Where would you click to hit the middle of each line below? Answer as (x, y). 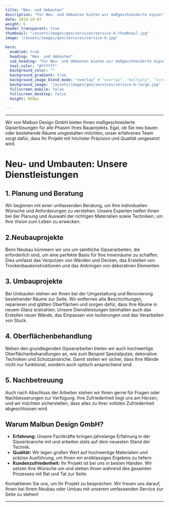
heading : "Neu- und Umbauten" (41, 56)
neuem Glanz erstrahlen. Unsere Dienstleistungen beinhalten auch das (78, 309)
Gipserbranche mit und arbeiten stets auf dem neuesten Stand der (81, 442)
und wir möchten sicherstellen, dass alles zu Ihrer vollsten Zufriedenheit (80, 403)
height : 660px (24, 99)
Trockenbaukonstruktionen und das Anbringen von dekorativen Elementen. (83, 266)
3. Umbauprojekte (34, 281)
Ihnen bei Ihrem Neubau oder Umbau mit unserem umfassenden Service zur (84, 489)
